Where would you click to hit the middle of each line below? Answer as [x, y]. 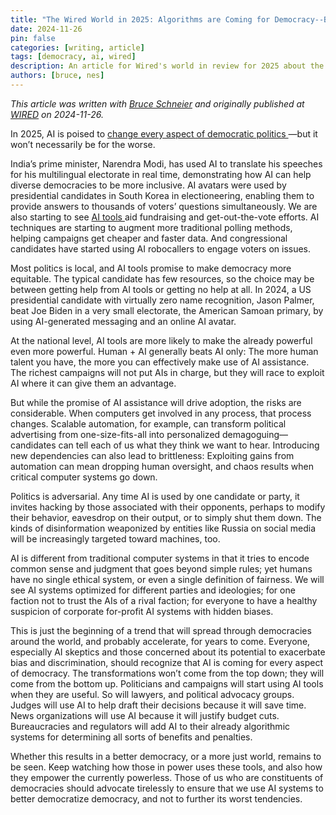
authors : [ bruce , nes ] [57, 76]
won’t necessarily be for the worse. [83, 144]
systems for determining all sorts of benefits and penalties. [131, 737]
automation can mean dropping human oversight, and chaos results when [162, 466]
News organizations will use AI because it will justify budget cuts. [145, 715]
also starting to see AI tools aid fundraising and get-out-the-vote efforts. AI [165, 217]
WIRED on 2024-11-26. [57, 114]
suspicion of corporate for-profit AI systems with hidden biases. [142, 611]
